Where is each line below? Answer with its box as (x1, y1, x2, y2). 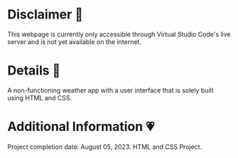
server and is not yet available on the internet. (7, 37, 142, 46)
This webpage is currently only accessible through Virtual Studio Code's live (7, 30, 231, 38)
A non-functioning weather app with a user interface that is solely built (7, 85, 215, 95)
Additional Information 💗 (7, 119, 155, 135)
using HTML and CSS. (7, 93, 72, 102)
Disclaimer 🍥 (7, 6, 84, 23)
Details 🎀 (7, 63, 61, 79)
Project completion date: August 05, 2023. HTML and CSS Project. (7, 142, 202, 151)
